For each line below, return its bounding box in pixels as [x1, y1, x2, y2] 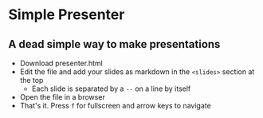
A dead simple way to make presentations [8, 37, 221, 51]
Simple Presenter [8, 6, 125, 24]
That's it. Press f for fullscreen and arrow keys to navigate [19, 101, 211, 110]
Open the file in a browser [19, 92, 105, 101]
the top [19, 76, 44, 85]
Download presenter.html [19, 58, 104, 68]
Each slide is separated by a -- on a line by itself [31, 84, 191, 93]
